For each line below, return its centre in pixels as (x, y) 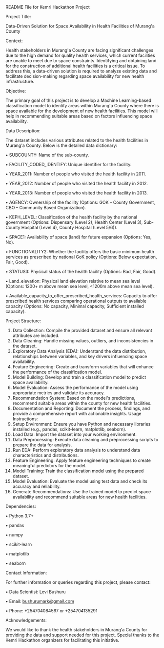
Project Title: (18, 16)
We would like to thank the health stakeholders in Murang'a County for (76, 630)
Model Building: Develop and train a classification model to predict (79, 377)
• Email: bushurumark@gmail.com (40, 601)
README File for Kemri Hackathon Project (48, 7)
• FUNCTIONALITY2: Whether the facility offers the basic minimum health (80, 252)
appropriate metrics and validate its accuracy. (59, 393)
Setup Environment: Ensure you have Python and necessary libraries (82, 424)
